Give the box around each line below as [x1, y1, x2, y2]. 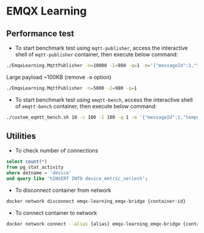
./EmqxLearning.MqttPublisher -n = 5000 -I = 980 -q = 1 [6, 85, 137, 91]
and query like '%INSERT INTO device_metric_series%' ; [6, 176, 148, 182]
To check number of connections [15, 147, 98, 154]
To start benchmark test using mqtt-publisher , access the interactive [15, 44, 188, 51]
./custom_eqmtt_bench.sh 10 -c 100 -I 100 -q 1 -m [6, 114, 137, 120]
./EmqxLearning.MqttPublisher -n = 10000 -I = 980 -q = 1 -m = [6, 62, 151, 68]
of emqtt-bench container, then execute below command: [15, 102, 157, 110]
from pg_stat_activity [6, 165, 64, 171]
